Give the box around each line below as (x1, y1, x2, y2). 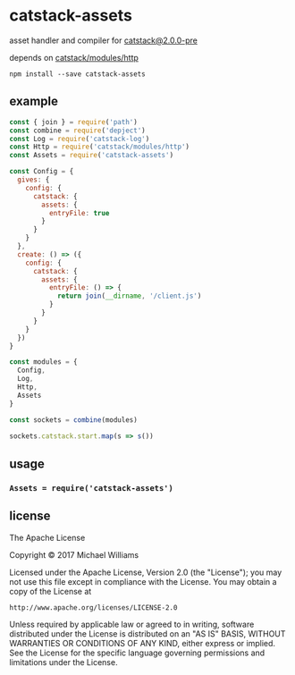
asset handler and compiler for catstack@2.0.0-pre (9, 35, 198, 46)
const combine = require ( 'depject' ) (9, 126, 146, 135)
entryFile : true (48, 208, 110, 217)
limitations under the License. (9, 656, 118, 667)
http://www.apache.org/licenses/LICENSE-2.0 (9, 603, 178, 612)
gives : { (17, 175, 50, 184)
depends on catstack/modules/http (9, 52, 139, 63)
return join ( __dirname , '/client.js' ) (56, 291, 202, 300)
